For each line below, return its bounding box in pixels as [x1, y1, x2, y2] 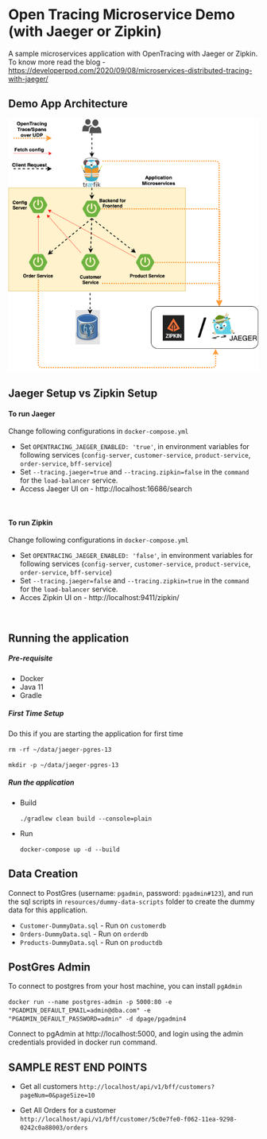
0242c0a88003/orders [19, 1124, 88, 1132]
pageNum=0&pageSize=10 [19, 1091, 95, 1100]
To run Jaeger [8, 409, 56, 418]
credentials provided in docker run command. [8, 1037, 157, 1047]
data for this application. [8, 905, 88, 915]
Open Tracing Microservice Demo [8, 6, 236, 24]
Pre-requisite [8, 653, 53, 663]
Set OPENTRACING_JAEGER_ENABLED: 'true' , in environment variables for [19, 442, 250, 451]
